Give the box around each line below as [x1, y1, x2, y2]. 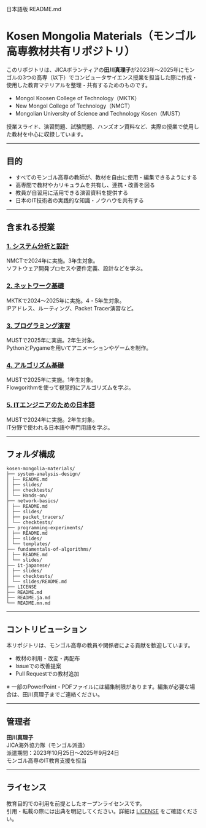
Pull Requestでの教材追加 [15, 670, 80, 677]
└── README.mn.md [6, 600, 51, 607]
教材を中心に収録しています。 [11, 130, 87, 138]
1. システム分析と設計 [6, 242, 69, 251]
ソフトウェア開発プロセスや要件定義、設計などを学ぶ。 [6, 265, 146, 272]
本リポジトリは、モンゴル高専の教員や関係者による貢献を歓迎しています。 [6, 642, 194, 649]
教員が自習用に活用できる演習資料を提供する [15, 189, 129, 196]
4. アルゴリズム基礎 [6, 361, 64, 369]
